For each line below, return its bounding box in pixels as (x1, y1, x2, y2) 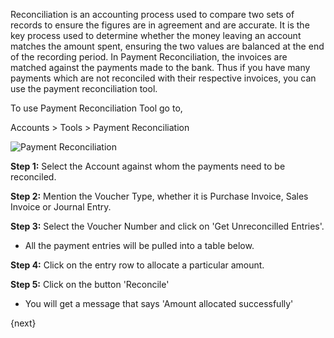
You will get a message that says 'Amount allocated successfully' (24, 298, 294, 309)
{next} (10, 317, 37, 329)
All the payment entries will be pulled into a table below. (24, 240, 255, 251)
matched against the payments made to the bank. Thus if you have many (10, 62, 311, 73)
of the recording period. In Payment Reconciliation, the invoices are (10, 51, 288, 63)
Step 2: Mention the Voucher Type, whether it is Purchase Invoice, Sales (10, 190, 309, 202)
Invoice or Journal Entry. (10, 201, 112, 213)
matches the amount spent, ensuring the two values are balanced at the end (10, 40, 325, 52)
